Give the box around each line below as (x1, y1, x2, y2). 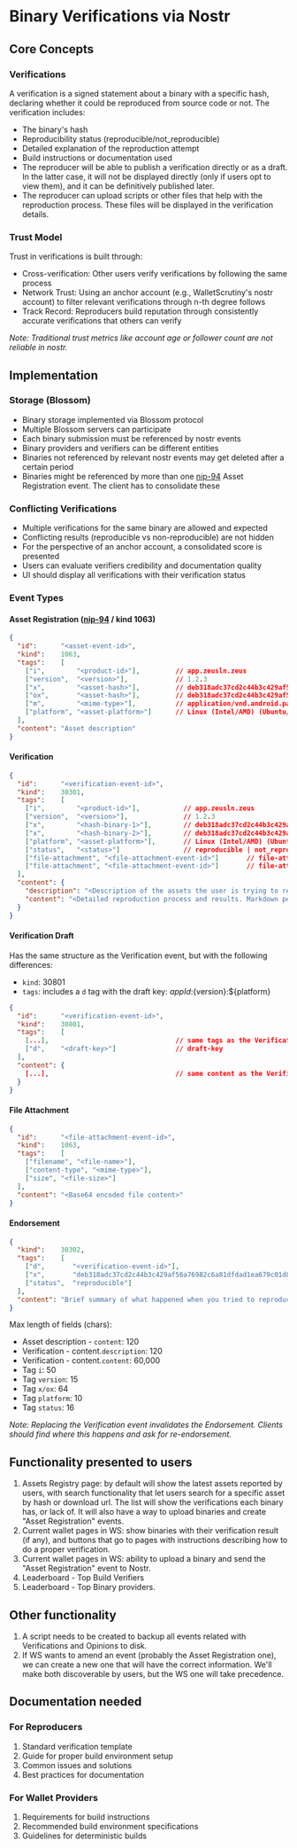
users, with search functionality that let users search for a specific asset (21, 1487, 286, 1499)
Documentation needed (9, 1695, 142, 1710)
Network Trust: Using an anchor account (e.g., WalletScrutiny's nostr (21, 287, 274, 298)
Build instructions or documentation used (21, 152, 172, 163)
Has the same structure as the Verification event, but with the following (9, 950, 268, 961)
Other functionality (9, 1607, 117, 1623)
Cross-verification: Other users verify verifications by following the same (21, 269, 287, 279)
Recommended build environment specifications (21, 1821, 199, 1832)
